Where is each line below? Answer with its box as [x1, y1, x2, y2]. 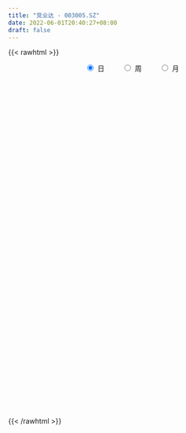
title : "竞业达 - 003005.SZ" [8, 11, 100, 20]
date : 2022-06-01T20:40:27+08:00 [8, 19, 118, 27]
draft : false [8, 26, 51, 34]
